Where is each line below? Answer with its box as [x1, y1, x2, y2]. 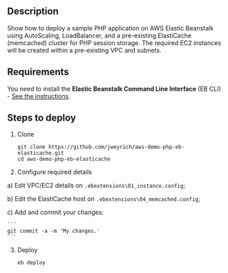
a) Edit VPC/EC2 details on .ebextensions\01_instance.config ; [7, 182, 186, 190]
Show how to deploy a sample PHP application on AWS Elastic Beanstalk [7, 24, 214, 32]
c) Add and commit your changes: [7, 208, 104, 217]
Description [7, 6, 59, 17]
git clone [17, 143, 46, 151]
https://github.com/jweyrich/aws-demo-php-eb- [48, 143, 185, 151]
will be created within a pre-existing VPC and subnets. [7, 46, 162, 54]
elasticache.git [17, 150, 64, 157]
